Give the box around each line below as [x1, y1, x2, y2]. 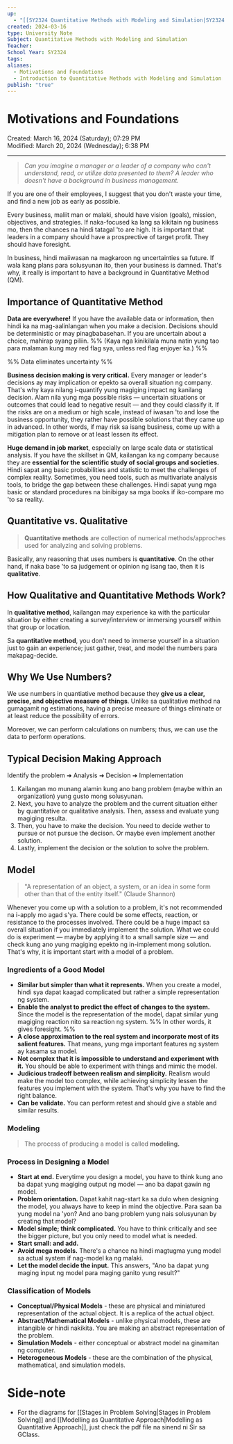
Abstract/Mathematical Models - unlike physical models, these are [17, 1317, 212, 1325]
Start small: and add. [17, 1239, 79, 1247]
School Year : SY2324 [7, 49, 67, 56]
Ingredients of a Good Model [7, 964, 105, 974]
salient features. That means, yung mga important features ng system [17, 1040, 220, 1048]
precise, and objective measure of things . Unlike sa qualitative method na [7, 697, 221, 706]
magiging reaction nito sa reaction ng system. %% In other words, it [17, 1018, 212, 1026]
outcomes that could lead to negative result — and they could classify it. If [7, 400, 220, 409]
